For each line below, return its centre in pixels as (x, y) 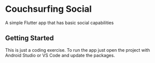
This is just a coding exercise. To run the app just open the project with (78, 50)
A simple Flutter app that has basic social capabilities (60, 23)
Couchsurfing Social (48, 9)
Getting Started (30, 38)
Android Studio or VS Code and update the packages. (60, 55)
